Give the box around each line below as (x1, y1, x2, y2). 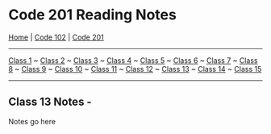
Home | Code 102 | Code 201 (8, 32, 105, 42)
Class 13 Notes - (8, 95, 92, 109)
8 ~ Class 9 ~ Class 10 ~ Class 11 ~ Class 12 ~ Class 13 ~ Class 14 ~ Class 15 (8, 64, 262, 73)
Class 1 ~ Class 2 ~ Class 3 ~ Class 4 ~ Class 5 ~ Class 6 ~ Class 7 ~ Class (8, 55, 258, 65)
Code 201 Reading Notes (8, 6, 177, 24)
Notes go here (8, 116, 56, 126)
